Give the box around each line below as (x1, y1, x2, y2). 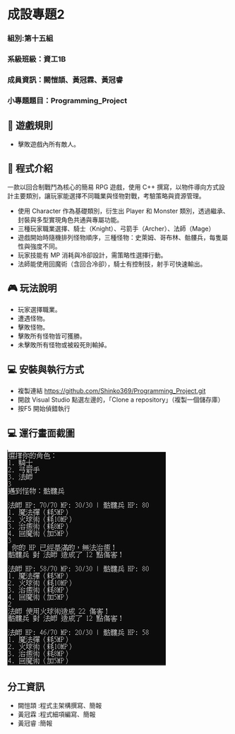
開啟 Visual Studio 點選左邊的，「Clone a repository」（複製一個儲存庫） (17, 395, 224, 404)
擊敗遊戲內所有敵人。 (17, 139, 80, 148)
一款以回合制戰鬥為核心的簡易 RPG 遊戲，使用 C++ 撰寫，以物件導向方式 (7, 182, 219, 191)
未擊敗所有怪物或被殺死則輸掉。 (17, 341, 111, 349)
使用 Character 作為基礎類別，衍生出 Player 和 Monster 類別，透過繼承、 (17, 206, 229, 215)
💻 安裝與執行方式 (7, 363, 85, 375)
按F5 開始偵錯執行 (17, 404, 71, 413)
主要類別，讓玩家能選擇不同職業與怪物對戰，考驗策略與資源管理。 (13, 192, 205, 200)
